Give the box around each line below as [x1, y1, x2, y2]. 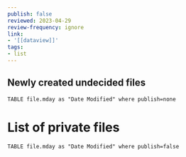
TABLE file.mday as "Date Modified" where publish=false [7, 143, 180, 150]
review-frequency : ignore [7, 24, 84, 31]
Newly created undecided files [7, 76, 146, 89]
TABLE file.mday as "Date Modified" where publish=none [7, 96, 176, 103]
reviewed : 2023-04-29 [7, 17, 72, 24]
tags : [7, 44, 23, 51]
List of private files [7, 119, 120, 136]
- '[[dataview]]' [7, 37, 59, 44]
